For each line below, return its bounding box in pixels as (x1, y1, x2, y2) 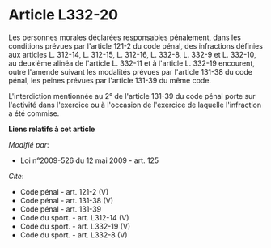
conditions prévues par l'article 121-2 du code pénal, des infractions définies (8, 41, 263, 50)
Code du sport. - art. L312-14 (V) (19, 212, 129, 222)
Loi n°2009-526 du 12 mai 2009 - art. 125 (19, 156, 159, 165)
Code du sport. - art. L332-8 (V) (19, 229, 128, 240)
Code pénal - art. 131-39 (19, 204, 102, 214)
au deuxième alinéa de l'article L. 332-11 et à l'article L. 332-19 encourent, (8, 58, 255, 68)
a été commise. (8, 108, 60, 118)
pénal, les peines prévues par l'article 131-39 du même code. (8, 75, 212, 85)
